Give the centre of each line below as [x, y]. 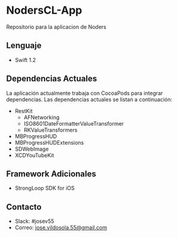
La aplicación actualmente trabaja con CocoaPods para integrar [85, 93]
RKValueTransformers [50, 130]
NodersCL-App [44, 10]
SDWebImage [32, 149]
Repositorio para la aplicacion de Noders [56, 27]
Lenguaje [24, 46]
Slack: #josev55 [35, 222]
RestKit [24, 111]
